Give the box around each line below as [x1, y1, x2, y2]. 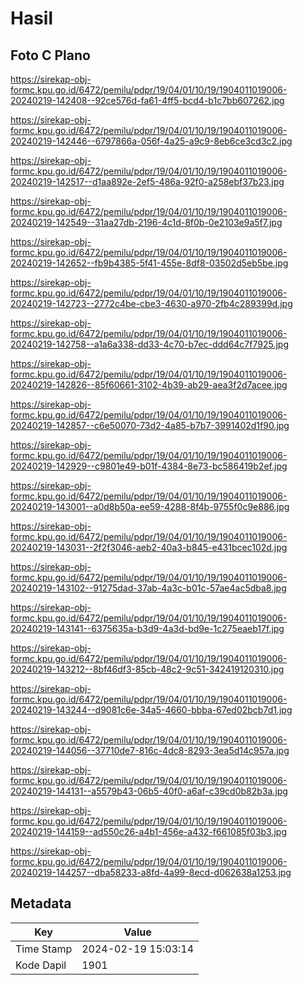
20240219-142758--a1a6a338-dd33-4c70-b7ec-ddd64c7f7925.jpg [10, 338, 289, 350]
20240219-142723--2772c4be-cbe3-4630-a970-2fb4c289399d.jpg [10, 298, 293, 309]
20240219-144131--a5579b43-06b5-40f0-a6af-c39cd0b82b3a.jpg [10, 785, 288, 797]
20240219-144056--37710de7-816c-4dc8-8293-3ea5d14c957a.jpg [10, 745, 290, 756]
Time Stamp [15, 942, 73, 956]
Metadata [10, 895, 72, 912]
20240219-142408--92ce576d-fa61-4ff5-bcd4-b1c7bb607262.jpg [10, 95, 285, 106]
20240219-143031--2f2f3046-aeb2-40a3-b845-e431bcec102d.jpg [10, 542, 288, 553]
